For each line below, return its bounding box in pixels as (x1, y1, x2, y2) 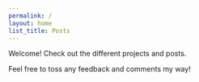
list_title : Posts (8, 27, 70, 35)
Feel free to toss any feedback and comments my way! (8, 64, 192, 74)
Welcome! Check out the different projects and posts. (8, 49, 187, 59)
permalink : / (8, 11, 53, 20)
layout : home (8, 19, 53, 27)
